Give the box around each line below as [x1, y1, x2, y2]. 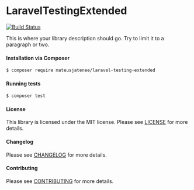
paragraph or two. [6, 41, 50, 48]
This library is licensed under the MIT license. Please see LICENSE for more [6, 119, 188, 126]
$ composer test [6, 93, 46, 99]
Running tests [6, 80, 41, 87]
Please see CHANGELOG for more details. [6, 151, 107, 158]
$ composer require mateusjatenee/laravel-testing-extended [6, 67, 156, 74]
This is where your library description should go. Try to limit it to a [6, 34, 165, 42]
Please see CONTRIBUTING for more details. [6, 177, 114, 185]
